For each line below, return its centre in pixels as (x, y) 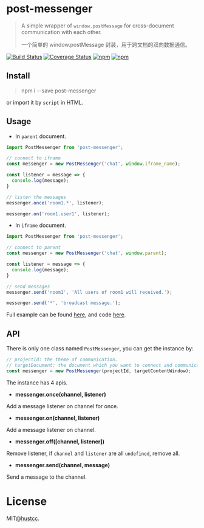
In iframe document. (41, 225)
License (27, 501)
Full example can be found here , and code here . (66, 314)
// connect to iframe (34, 158)
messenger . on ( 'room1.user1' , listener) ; (58, 214)
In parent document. (41, 136)
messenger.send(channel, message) (63, 465)
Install (18, 76)
